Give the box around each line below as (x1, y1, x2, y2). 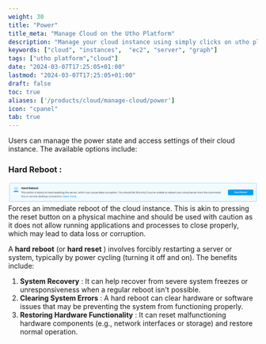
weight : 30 (8, 13, 44, 21)
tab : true (8, 113, 41, 121)
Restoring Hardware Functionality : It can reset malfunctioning (19, 310, 227, 320)
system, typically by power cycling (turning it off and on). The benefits (8, 253, 237, 262)
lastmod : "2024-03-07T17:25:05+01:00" (8, 71, 136, 79)
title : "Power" (8, 21, 59, 29)
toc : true (8, 88, 41, 96)
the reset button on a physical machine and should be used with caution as (8, 212, 253, 222)
